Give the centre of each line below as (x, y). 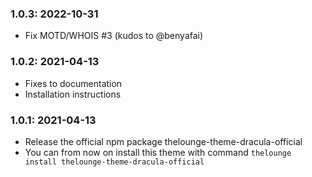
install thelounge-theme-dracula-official (114, 162)
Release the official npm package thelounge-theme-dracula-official (163, 141)
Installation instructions (73, 94)
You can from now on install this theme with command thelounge (158, 152)
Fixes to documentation (73, 83)
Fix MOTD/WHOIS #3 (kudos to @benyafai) (114, 36)
